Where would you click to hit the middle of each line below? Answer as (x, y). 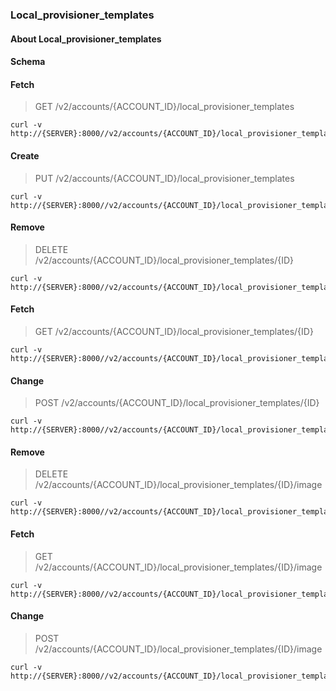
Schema (28, 62)
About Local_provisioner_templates (86, 39)
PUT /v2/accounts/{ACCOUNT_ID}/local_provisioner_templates (164, 178)
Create (25, 155)
